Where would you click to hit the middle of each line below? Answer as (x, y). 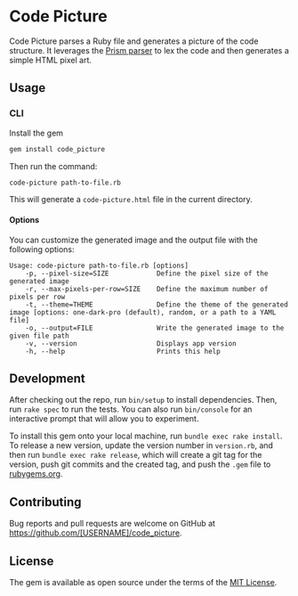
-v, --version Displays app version (131, 343)
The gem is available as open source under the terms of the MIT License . (143, 583)
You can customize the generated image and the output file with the (133, 240)
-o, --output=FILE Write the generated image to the (155, 328)
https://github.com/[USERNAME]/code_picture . (96, 533)
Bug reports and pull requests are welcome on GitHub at (113, 524)
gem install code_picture (57, 149)
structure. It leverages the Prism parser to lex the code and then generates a (149, 50)
